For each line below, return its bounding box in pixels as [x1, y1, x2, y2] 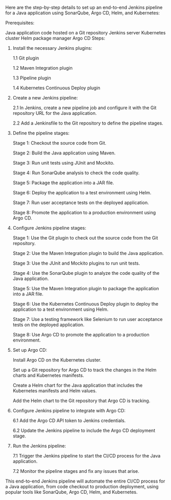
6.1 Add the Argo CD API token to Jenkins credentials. [12, 417, 126, 424]
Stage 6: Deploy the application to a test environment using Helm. [12, 190, 152, 195]
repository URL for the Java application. [12, 110, 97, 116]
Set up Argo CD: [12, 347, 48, 353]
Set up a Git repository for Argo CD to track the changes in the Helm [12, 367, 157, 373]
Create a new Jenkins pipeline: [12, 95, 78, 101]
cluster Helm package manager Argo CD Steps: [5, 35, 105, 41]
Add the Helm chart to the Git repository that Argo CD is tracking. [12, 397, 151, 404]
